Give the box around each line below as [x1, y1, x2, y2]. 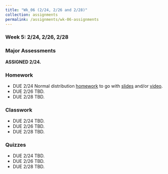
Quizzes [5, 142, 26, 149]
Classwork [5, 106, 33, 113]
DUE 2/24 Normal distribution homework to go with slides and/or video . [12, 83, 163, 89]
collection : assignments [5, 12, 58, 17]
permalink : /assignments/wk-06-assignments [5, 17, 99, 22]
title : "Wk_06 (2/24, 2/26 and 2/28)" [5, 7, 88, 13]
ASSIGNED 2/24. [5, 59, 42, 65]
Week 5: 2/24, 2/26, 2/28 [5, 33, 69, 41]
